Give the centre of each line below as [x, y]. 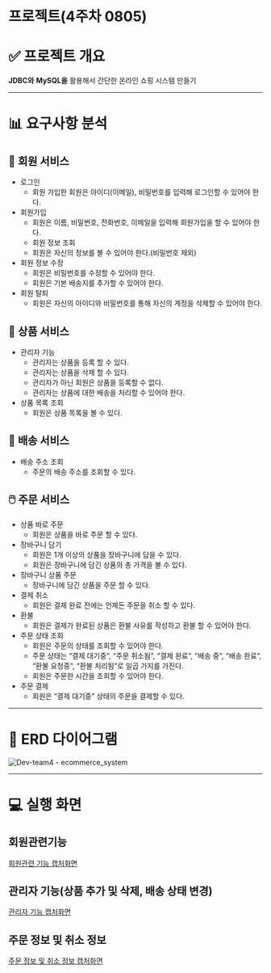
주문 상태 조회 [42, 635]
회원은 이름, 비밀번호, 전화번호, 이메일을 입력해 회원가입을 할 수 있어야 [142, 222]
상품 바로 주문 [42, 524]
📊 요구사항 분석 [58, 124]
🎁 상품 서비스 [39, 331]
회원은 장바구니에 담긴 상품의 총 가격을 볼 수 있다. [109, 564]
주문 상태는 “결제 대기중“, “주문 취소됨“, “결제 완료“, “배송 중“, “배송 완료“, [147, 655]
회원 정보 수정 [42, 263]
